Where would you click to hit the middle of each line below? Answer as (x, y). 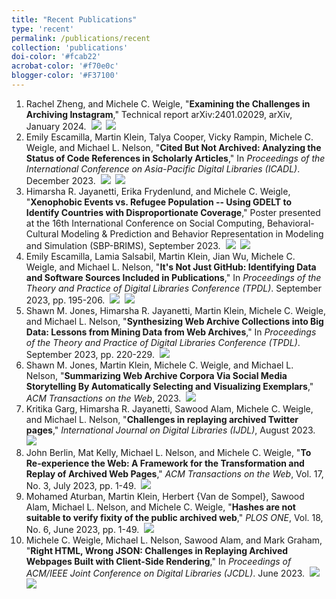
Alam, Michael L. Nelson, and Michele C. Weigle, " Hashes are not (160, 507)
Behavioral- (290, 223)
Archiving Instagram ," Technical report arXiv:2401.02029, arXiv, (159, 114)
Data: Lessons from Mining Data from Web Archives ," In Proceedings (171, 332)
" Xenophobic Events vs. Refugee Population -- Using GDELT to (159, 202)
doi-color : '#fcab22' (56, 57)
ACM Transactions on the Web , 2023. (103, 398)
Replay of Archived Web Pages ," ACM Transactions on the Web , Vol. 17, (174, 473)
